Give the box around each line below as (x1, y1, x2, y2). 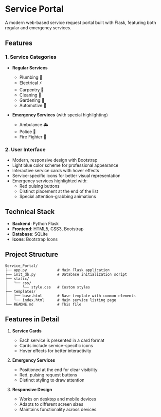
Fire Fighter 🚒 (19, 133, 47, 140)
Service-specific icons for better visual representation (12, 173, 121, 178)
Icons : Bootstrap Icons (12, 236, 58, 242)
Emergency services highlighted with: (12, 177, 88, 184)
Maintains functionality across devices (19, 407, 97, 413)
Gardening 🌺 (19, 97, 45, 103)
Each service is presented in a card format (19, 337, 105, 343)
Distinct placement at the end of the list (19, 188, 98, 194)
